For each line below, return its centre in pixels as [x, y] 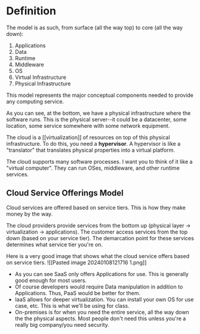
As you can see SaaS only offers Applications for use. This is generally [102, 274]
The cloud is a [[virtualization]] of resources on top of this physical [88, 137]
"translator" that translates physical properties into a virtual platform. [90, 150]
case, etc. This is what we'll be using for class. [72, 305]
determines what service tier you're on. [55, 244]
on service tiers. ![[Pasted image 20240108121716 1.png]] [76, 262]
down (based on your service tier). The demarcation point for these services [100, 238]
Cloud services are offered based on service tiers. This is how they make [96, 207]
